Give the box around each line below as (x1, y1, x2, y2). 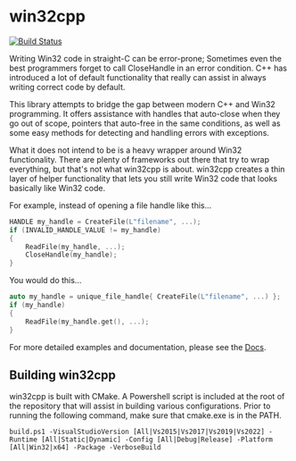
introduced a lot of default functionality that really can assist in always (9, 71, 267, 82)
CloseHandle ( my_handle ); (25, 250, 118, 260)
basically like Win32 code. (9, 182, 105, 193)
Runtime (9, 435, 38, 444)
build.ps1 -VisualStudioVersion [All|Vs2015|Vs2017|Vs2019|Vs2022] (9, 427, 266, 437)
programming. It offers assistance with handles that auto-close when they (9, 108, 281, 119)
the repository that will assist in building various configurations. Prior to (9, 400, 271, 412)
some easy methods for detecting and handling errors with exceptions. (9, 127, 270, 138)
